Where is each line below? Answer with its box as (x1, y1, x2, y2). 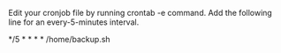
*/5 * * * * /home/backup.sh (8, 34, 111, 44)
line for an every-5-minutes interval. (8, 17, 140, 27)
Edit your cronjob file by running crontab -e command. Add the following (8, 8, 273, 18)
